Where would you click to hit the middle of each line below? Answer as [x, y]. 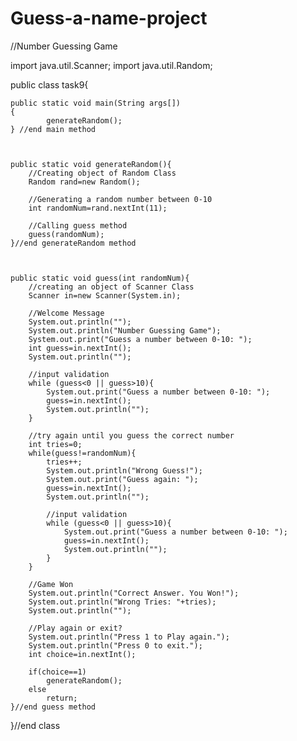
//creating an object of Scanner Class [111, 287]
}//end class [35, 725]
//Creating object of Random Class [102, 173]
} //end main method [53, 129]
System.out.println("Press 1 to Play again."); [129, 637]
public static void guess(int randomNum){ [100, 278]
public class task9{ [49, 84]
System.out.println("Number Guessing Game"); [125, 330]
